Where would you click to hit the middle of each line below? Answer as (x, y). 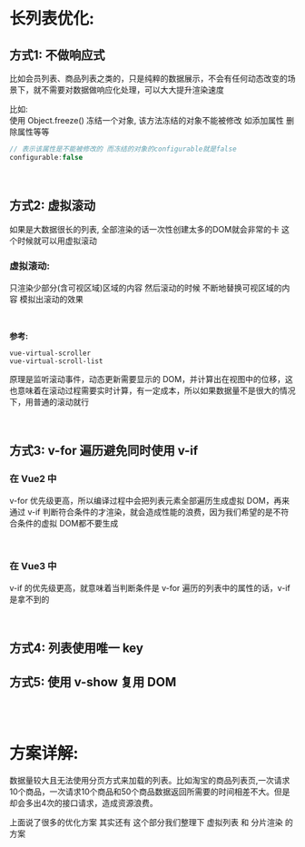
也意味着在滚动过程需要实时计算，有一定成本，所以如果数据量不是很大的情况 (152, 390)
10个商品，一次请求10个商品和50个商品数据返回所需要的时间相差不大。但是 (150, 792)
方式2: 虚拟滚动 (53, 206)
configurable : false (46, 157)
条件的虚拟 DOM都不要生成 (68, 523)
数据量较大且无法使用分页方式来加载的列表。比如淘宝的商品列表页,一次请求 (150, 780)
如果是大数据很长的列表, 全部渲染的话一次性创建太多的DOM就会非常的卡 (144, 229)
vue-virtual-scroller (50, 353)
